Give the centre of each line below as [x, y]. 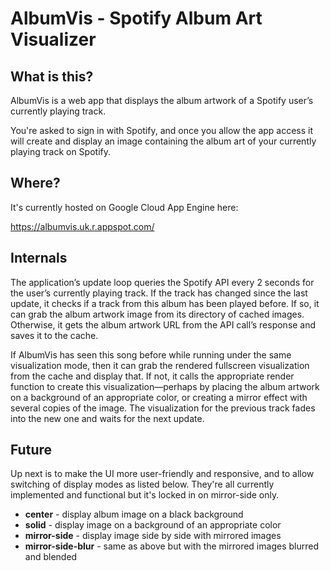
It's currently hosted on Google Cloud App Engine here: [124, 207]
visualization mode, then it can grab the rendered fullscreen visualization [160, 365]
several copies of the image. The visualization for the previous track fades [163, 408]
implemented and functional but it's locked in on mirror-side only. [145, 495]
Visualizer [53, 39]
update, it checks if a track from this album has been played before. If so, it [165, 303]
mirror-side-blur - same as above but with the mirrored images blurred [171, 546]
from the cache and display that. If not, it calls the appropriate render [152, 376]
